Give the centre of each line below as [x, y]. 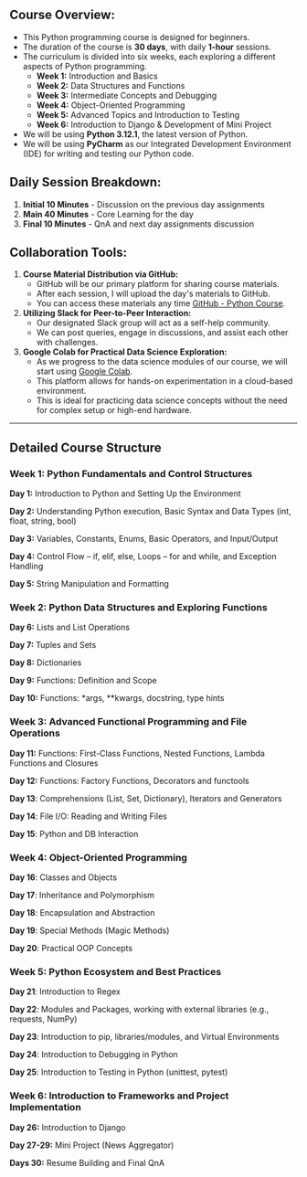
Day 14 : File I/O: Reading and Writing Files [88, 816]
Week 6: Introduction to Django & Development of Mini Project [153, 124]
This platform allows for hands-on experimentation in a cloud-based [164, 381]
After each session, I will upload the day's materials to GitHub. [153, 294]
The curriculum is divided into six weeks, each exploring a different [149, 56]
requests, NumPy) [43, 1019]
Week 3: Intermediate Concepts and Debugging [127, 95]
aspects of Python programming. [85, 66]
